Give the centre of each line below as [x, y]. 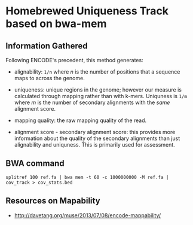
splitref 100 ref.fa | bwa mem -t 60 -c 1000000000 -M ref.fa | [87, 177]
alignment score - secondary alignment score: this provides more [95, 132]
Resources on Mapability [53, 201]
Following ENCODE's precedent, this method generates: [75, 60]
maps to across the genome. [49, 78]
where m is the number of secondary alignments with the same [92, 102]
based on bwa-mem [56, 24]
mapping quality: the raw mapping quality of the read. [80, 120]
